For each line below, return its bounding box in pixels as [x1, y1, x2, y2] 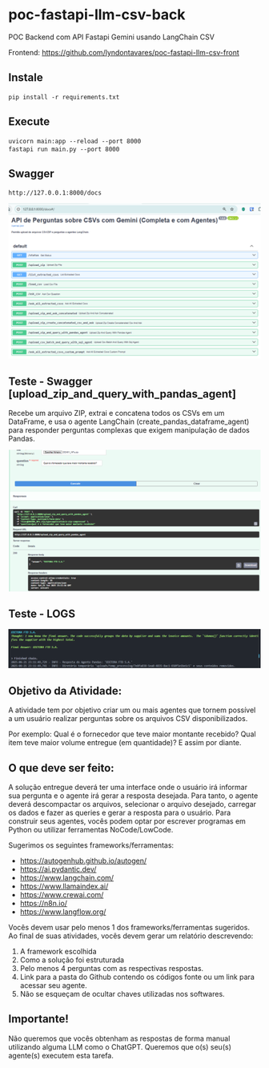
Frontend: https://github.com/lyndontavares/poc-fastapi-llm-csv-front [8, 47, 239, 57]
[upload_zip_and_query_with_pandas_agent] [8, 387, 236, 401]
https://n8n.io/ [19, 898, 68, 908]
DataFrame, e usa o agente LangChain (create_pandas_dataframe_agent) [8, 417, 250, 426]
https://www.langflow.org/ [19, 907, 106, 917]
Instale [8, 71, 43, 85]
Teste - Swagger [8, 374, 93, 388]
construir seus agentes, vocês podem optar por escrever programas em [8, 816, 247, 826]
